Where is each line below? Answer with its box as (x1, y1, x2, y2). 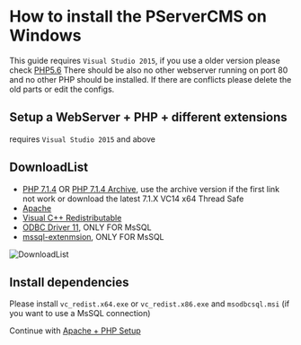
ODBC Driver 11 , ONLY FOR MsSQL (22, 222, 152, 233)
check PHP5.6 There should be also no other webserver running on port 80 (9, 65, 288, 75)
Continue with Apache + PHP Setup (9, 325, 141, 336)
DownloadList (9, 160, 88, 175)
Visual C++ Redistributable (22, 212, 122, 223)
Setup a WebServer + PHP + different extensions (9, 110, 288, 125)
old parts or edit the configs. (9, 84, 115, 94)
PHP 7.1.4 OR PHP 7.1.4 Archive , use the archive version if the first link (22, 183, 280, 194)
